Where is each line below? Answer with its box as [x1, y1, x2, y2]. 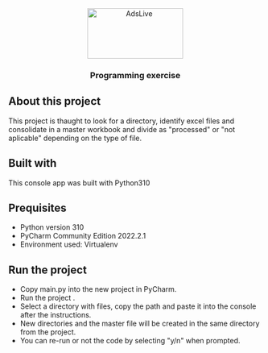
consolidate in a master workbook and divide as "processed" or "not [8, 124, 236, 134]
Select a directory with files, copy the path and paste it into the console [19, 301, 257, 311]
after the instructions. [19, 310, 92, 320]
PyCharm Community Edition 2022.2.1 [19, 231, 146, 241]
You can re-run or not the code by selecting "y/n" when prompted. [19, 336, 241, 346]
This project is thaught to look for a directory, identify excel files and [8, 116, 235, 126]
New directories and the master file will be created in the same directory [19, 318, 260, 329]
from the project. [19, 327, 76, 337]
